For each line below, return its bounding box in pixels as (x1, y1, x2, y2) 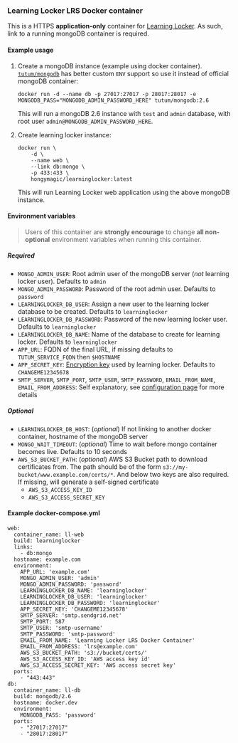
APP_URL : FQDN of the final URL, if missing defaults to (17, 344, 173, 354)
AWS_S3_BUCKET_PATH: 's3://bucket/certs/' (20, 649, 148, 656)
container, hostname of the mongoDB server (17, 432, 148, 441)
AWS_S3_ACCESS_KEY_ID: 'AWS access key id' (20, 655, 151, 663)
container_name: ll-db (13, 686, 81, 694)
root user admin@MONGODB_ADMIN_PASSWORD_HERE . (17, 117, 153, 125)
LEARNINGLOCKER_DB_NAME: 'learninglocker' (20, 586, 148, 594)
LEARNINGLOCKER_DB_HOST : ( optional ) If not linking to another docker (17, 424, 212, 433)
